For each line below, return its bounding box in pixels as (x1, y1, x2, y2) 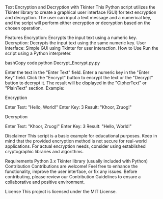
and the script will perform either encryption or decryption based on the (5, 20, 151, 26)
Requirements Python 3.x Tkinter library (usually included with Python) (5, 158, 148, 164)
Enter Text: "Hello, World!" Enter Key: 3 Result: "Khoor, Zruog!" (5, 104, 132, 110)
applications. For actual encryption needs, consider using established (5, 143, 146, 149)
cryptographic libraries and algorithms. (5, 149, 84, 154)
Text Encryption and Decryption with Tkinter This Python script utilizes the (5, 4, 156, 10)
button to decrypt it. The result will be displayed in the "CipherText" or (5, 80, 147, 86)
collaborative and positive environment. (5, 179, 85, 185)
